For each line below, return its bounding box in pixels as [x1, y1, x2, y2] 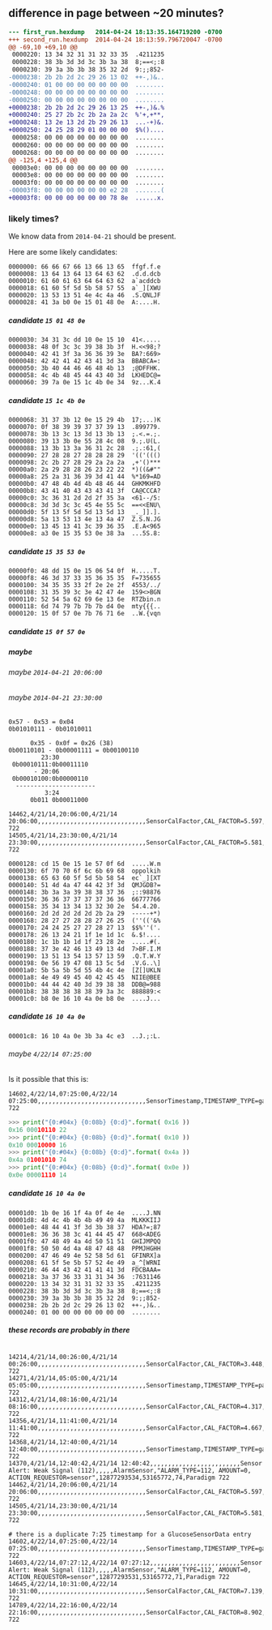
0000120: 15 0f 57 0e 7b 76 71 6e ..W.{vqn [8, 610, 161, 618]
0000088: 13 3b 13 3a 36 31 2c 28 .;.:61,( [8, 444, 161, 453]
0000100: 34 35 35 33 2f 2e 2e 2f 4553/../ [8, 581, 161, 590]
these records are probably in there [8, 1325, 130, 1335]
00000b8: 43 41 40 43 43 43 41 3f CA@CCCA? [8, 487, 161, 495]
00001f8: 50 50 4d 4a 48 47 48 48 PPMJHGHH [8, 1244, 161, 1252]
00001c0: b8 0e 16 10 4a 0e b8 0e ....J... [8, 994, 161, 1002]
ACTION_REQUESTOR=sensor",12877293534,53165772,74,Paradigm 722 [8, 1473, 230, 1482]
